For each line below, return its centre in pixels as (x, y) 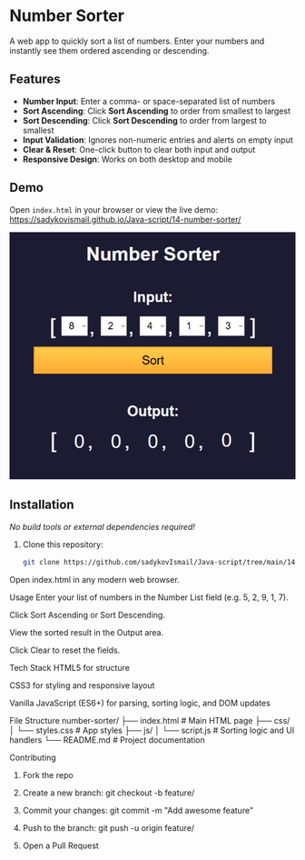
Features (35, 80)
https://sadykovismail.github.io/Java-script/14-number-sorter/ (125, 219)
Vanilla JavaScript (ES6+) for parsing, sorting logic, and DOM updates (140, 703)
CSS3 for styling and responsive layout (82, 685)
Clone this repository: (63, 544)
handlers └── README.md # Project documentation (108, 740)
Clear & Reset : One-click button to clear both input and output (139, 149)
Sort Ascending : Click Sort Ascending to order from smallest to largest (157, 111)
